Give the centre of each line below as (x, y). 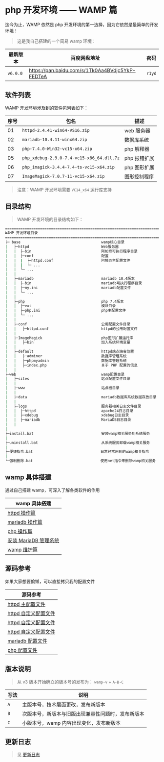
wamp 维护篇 (23, 549)
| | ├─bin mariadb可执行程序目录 (74, 283)
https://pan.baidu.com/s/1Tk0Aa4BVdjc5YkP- (82, 70)
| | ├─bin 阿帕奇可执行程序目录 (71, 251)
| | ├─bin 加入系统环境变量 (68, 343)
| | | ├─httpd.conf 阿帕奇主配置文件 (68, 260)
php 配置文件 (22, 650)
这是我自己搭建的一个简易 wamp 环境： (56, 41)
